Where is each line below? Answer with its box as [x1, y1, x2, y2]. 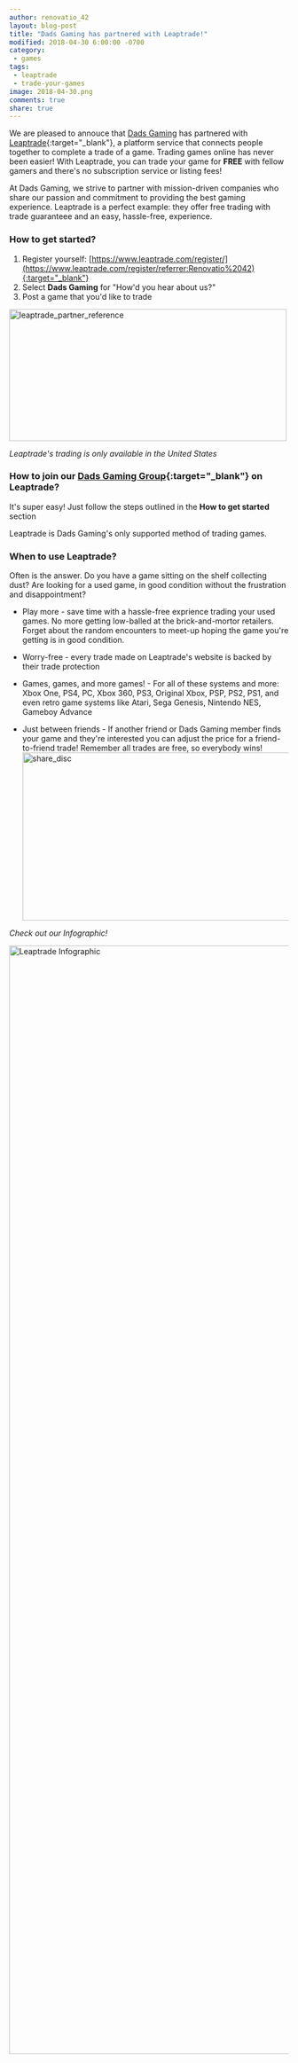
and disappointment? [9, 589, 87, 600]
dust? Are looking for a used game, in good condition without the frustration [9, 580, 286, 591]
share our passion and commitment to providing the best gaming [9, 192, 246, 203]
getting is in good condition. [21, 635, 125, 646]
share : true [9, 104, 53, 113]
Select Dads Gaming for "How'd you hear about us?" [21, 281, 216, 293]
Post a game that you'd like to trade [21, 291, 153, 302]
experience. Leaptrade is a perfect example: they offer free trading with [9, 201, 271, 213]
